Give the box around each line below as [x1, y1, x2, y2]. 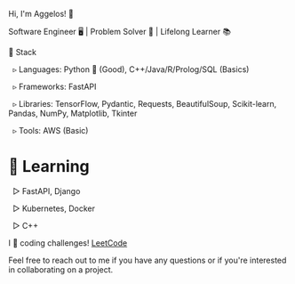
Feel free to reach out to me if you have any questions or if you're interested [8, 255, 287, 265]
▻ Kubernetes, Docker [12, 203, 95, 214]
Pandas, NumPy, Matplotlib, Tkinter [8, 108, 138, 118]
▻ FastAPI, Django [12, 185, 81, 196]
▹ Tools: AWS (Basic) [12, 126, 89, 135]
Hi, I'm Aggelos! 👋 [8, 9, 75, 19]
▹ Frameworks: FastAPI [12, 81, 97, 92]
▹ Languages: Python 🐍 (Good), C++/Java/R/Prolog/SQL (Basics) [12, 64, 250, 75]
